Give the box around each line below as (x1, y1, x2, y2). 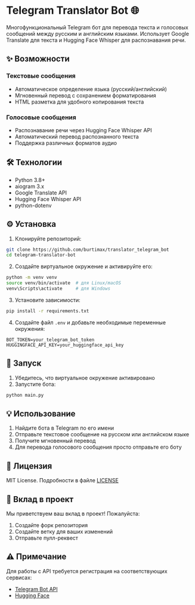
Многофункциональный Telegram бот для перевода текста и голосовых (6, 23, 189, 31)
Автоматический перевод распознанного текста (14, 133, 139, 140)
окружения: (14, 325, 45, 332)
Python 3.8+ (14, 176, 46, 183)
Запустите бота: (14, 381, 56, 388)
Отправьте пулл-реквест (14, 534, 79, 542)
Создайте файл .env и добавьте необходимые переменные (14, 318, 166, 326)
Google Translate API (14, 189, 67, 196)
